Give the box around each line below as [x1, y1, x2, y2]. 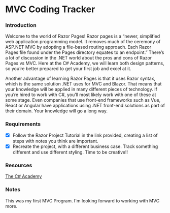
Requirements [5, 120, 41, 128]
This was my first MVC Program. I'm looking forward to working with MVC [5, 197, 160, 204]
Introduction [5, 22, 37, 29]
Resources [5, 162, 32, 169]
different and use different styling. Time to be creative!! [12, 149, 128, 155]
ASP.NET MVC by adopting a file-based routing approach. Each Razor [5, 44, 151, 50]
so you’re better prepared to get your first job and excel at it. [5, 66, 132, 72]
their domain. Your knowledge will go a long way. [5, 108, 108, 114]
